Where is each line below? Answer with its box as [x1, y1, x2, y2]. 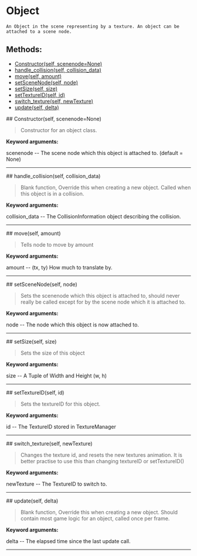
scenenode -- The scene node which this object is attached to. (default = [6, 149, 184, 156]
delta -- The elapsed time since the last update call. [6, 537, 131, 544]
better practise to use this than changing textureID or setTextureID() [20, 457, 185, 464]
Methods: [6, 45, 42, 55]
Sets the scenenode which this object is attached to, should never [20, 292, 180, 299]
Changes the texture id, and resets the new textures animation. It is [20, 451, 183, 459]
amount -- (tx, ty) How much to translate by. [6, 264, 113, 271]
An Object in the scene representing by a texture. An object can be [6, 23, 180, 29]
